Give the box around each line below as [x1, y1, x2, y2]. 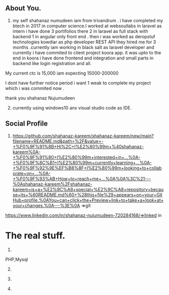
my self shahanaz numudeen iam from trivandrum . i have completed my [12, 17, 163, 23]
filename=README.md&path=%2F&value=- [12, 138, 103, 144]
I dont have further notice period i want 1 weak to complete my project [5, 80, 151, 86]
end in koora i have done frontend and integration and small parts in [12, 55, 154, 61]
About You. [5, 4, 41, 13]
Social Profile [5, 120, 48, 128]
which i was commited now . [5, 85, 65, 91]
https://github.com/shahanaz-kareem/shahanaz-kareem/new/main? [12, 133, 154, 139]
